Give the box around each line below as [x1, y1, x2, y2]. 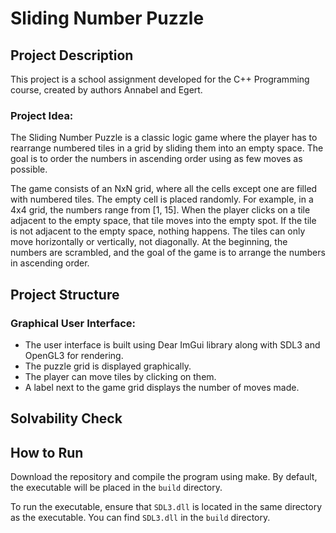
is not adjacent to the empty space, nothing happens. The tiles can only [10, 225, 306, 237]
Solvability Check [10, 410, 123, 427]
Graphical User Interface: [10, 316, 137, 330]
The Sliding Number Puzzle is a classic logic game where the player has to [10, 132, 318, 144]
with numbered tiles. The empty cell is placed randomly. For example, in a [10, 193, 314, 206]
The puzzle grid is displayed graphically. [24, 360, 192, 372]
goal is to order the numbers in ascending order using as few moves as [10, 153, 303, 165]
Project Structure [10, 286, 120, 303]
